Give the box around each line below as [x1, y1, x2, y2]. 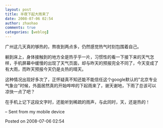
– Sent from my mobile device [5, 109, 65, 114]
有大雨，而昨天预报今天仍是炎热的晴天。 [5, 66, 86, 72]
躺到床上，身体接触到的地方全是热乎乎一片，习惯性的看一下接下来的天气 [5, 54, 150, 60]
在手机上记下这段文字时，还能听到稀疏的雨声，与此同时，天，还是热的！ [5, 99, 150, 105]
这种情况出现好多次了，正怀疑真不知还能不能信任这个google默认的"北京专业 [5, 76, 158, 82]
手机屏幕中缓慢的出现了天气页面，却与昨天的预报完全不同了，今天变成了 [13, 60, 159, 66]
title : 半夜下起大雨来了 [5, 12, 50, 17]
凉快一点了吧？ [5, 89, 35, 94]
